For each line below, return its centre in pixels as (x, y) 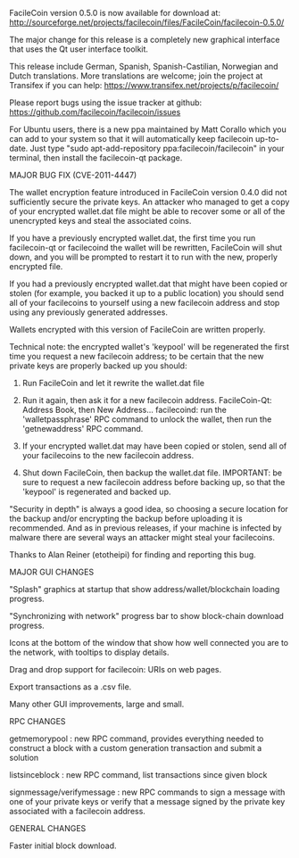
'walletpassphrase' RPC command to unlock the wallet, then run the (147, 419)
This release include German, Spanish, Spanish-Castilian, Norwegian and (144, 66)
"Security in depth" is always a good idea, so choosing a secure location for (149, 509)
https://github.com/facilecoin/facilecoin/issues (95, 112)
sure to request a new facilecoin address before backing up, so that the (154, 482)
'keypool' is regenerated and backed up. (96, 491)
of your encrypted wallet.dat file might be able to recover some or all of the (147, 211)
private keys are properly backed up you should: (98, 366)
